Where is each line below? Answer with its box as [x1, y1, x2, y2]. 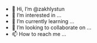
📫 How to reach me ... [11, 31, 66, 37]
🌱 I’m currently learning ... [11, 18, 75, 24]
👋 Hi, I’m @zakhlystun [11, 6, 65, 12]
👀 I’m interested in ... [11, 12, 62, 19]
